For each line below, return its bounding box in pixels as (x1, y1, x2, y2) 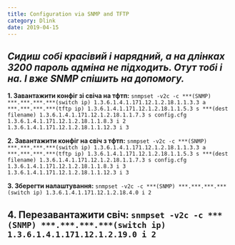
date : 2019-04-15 (7, 24, 59, 31)
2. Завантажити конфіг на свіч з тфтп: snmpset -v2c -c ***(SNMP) (7, 136, 207, 145)
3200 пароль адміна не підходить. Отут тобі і (7, 61, 223, 74)
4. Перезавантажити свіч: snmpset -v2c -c (7, 209, 204, 221)
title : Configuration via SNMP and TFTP (7, 10, 130, 18)
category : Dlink (7, 17, 56, 24)
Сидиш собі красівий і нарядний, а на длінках (7, 50, 225, 62)
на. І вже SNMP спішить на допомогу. (7, 72, 184, 84)
